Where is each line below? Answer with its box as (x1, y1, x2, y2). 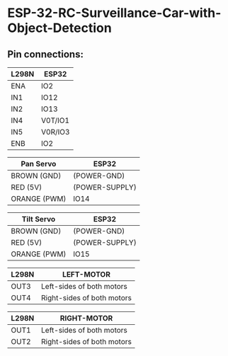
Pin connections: (7, 48, 84, 60)
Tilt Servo (21, 214, 56, 224)
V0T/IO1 (41, 115, 69, 125)
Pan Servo (21, 159, 57, 168)
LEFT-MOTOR (62, 270, 111, 279)
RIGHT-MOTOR (59, 314, 113, 323)
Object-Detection (7, 20, 112, 36)
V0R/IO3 (41, 127, 70, 137)
